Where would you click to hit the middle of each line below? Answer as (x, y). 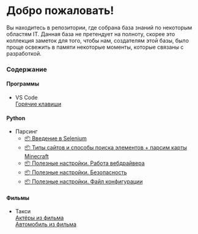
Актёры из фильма (39, 218)
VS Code (26, 98)
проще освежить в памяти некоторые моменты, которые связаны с (95, 47)
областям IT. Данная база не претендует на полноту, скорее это (91, 34)
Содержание (27, 69)
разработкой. (24, 53)
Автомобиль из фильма (46, 224)
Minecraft (36, 156)
